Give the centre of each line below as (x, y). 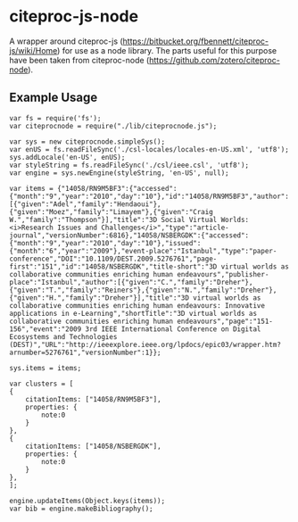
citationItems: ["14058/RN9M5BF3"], (94, 399)
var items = (31, 188)
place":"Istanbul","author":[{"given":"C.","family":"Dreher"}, (131, 282)
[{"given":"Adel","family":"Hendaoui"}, (86, 204)
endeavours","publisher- (223, 274)
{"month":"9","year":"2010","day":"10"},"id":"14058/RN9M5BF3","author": (149, 196)
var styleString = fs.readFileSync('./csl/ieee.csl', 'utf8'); (129, 165)
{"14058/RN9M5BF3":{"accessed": (117, 188)
